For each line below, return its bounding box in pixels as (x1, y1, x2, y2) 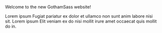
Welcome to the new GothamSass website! (5, 4, 91, 10)
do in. (5, 23, 17, 29)
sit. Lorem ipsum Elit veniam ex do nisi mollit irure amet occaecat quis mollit (5, 19, 157, 24)
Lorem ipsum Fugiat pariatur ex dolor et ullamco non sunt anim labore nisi (5, 13, 153, 19)
